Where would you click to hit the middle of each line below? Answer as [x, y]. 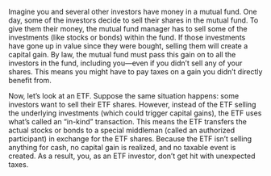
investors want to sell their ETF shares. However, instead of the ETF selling [132, 105]
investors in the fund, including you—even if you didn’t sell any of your [125, 63]
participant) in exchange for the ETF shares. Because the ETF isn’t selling [130, 139]
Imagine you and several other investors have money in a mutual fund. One [133, 12]
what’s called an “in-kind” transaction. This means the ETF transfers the [128, 122]
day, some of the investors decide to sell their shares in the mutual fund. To [133, 20]
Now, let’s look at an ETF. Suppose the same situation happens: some [124, 96]
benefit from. [30, 80]
